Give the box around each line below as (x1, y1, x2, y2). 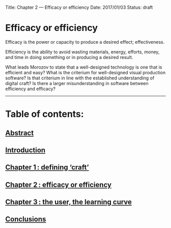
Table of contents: (5, 108, 84, 120)
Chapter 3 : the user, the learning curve (5, 198, 132, 207)
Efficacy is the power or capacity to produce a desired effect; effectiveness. (5, 39, 165, 45)
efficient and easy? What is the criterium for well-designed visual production (5, 69, 166, 75)
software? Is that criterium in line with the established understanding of (5, 75, 155, 81)
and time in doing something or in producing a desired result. (5, 54, 133, 60)
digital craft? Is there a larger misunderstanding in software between (5, 80, 149, 86)
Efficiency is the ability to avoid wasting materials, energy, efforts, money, (5, 48, 160, 55)
